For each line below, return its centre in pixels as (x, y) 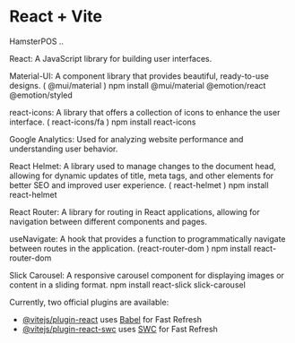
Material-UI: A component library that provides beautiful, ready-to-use (139, 76)
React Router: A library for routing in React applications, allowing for (134, 211)
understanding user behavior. (64, 149)
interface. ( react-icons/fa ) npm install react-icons (103, 122)
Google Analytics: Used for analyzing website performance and (126, 139)
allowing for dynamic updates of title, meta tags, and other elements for (142, 176)
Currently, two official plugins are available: (89, 302)
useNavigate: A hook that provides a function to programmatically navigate (147, 238)
